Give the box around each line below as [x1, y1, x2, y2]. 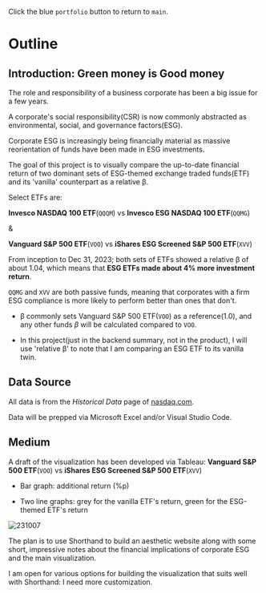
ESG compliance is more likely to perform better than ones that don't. [8, 296, 237, 305]
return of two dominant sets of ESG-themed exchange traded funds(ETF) [8, 168, 250, 178]
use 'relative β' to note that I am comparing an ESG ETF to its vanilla [19, 344, 244, 353]
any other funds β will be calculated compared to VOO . [19, 320, 197, 329]
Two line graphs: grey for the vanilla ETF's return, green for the [19, 496, 228, 506]
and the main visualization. [8, 553, 97, 563]
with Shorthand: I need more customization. [8, 577, 153, 587]
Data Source [8, 376, 71, 389]
